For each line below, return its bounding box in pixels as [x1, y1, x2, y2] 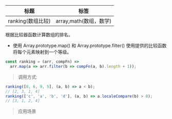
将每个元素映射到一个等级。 [12, 49, 72, 55]
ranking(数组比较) [8, 17, 51, 25]
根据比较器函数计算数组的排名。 [5, 32, 73, 37]
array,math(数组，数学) [55, 17, 112, 25]
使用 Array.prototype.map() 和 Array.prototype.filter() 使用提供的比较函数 [12, 43, 167, 48]
